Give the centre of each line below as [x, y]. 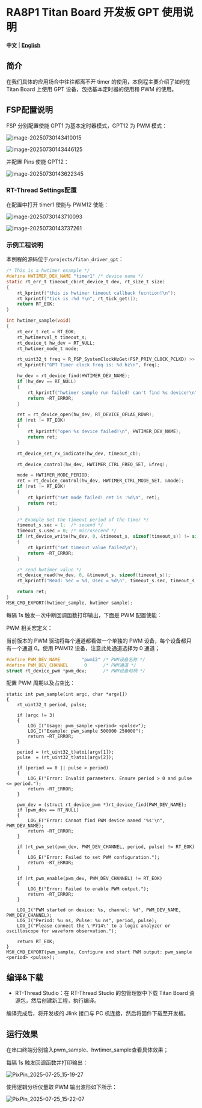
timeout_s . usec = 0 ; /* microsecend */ [67, 531]
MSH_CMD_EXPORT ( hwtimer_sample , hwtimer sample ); [70, 603]
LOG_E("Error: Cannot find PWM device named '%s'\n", [96, 821]
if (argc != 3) [36, 716]
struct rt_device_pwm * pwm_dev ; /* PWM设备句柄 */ [76, 671]
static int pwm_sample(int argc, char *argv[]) [67, 694]
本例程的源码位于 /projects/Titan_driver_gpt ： [65, 259]
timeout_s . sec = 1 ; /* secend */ [60, 525]
